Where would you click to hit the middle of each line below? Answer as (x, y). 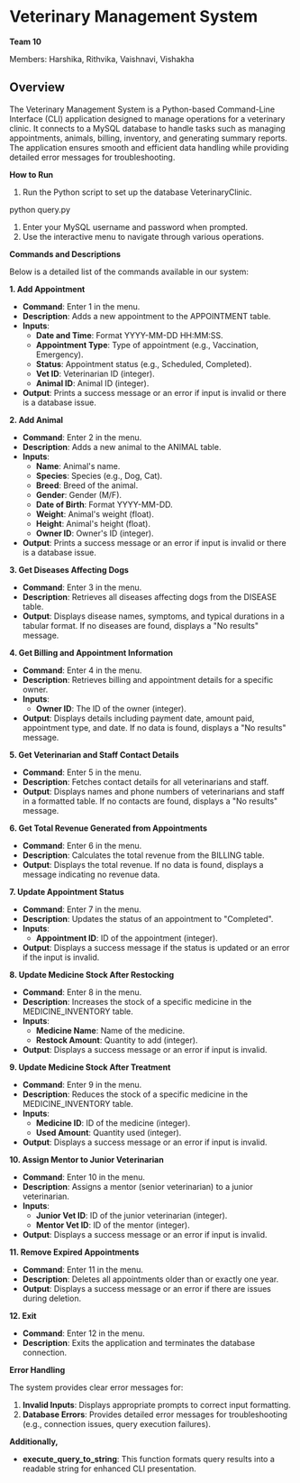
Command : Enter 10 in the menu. (84, 1177)
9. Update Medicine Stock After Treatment (90, 1067)
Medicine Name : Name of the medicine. (110, 1030)
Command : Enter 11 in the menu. (83, 1269)
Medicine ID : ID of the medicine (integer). (113, 1123)
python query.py (40, 209)
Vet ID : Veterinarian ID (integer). (95, 373)
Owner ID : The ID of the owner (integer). (111, 708)
